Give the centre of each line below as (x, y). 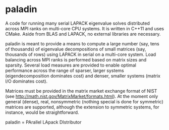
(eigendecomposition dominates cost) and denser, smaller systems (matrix (83, 76)
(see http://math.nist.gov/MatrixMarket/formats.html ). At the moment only (82, 96)
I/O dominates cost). (26, 81)
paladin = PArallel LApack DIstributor (43, 122)
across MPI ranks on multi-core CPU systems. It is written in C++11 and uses (85, 28)
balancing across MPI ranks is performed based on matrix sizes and (76, 59)
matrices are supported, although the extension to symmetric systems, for (82, 107)
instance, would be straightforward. (42, 112)
